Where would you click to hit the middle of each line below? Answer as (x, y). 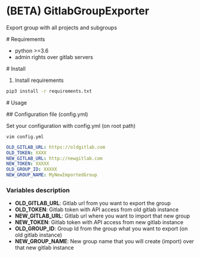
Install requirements (39, 80)
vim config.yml (25, 137)
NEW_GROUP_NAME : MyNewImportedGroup (52, 175)
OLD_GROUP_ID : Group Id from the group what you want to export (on (101, 229)
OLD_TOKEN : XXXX (26, 153)
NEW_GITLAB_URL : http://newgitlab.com (54, 158)
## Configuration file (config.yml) (47, 114)
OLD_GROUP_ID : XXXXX (32, 169)
